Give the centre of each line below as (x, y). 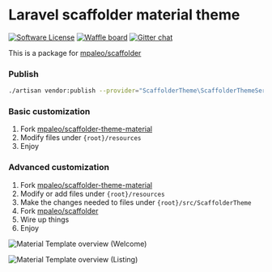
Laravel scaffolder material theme (124, 15)
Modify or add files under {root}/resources (92, 193)
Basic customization (49, 112)
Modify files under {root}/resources (81, 138)
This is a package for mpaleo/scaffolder (75, 53)
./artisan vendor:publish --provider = (74, 91)
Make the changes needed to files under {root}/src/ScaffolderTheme (136, 202)
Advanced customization (59, 168)
